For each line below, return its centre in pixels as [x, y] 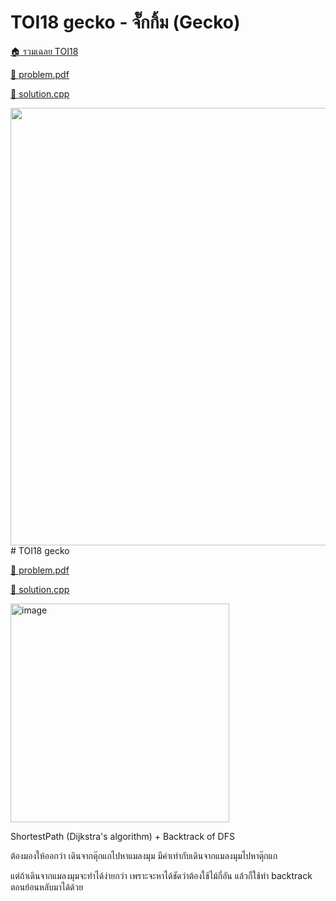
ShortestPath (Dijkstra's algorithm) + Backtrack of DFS [122, 836]
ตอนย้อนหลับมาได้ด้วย [47, 887]
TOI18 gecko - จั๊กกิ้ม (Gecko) [125, 22]
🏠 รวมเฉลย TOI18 [44, 51]
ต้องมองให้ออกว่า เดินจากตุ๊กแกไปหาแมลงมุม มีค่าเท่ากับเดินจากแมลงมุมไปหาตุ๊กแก [144, 855]
